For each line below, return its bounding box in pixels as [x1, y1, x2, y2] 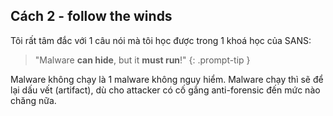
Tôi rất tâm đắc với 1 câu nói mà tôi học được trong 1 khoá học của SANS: [10, 34, 312, 46]
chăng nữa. [10, 94, 57, 106]
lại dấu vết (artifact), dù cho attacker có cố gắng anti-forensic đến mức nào [10, 84, 321, 96]
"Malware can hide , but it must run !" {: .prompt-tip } [34, 54, 251, 66]
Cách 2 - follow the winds [10, 8, 173, 25]
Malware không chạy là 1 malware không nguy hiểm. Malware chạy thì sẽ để [10, 73, 324, 85]
